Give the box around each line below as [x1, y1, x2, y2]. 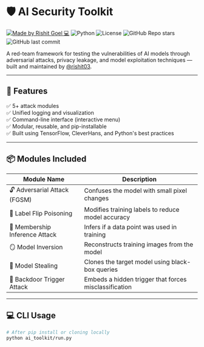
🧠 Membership [9, 223, 52, 231]
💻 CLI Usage [6, 310, 56, 320]
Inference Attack [9, 230, 57, 238]
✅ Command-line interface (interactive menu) [6, 116, 121, 123]
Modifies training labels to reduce [84, 205, 180, 214]
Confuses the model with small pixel [84, 186, 187, 195]
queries [96, 265, 118, 274]
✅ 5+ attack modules [6, 102, 59, 109]
